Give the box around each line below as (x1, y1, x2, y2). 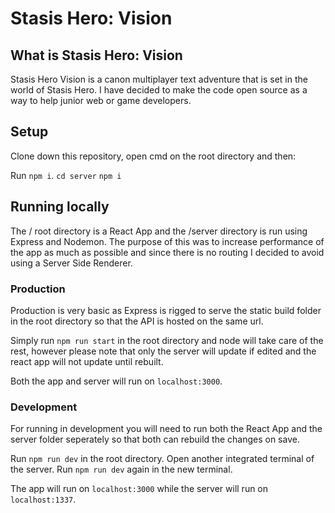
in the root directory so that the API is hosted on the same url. (10, 315, 264, 327)
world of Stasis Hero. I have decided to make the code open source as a (10, 84, 308, 96)
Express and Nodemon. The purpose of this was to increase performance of (10, 235, 325, 247)
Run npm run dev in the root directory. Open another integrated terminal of (10, 453, 315, 465)
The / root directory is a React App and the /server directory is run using (10, 225, 308, 237)
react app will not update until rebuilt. (10, 355, 164, 367)
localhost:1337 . (10, 493, 77, 506)
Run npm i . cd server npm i (10, 169, 122, 181)
